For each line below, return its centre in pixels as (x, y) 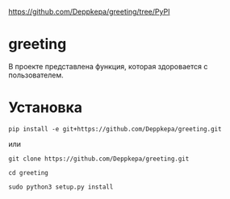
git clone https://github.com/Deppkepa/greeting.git (99, 159)
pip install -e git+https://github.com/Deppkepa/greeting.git (115, 129)
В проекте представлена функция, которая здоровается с (108, 66)
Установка (46, 108)
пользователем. (36, 75)
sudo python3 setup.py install (61, 187)
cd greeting (28, 172)
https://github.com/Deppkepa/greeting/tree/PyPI (89, 12)
